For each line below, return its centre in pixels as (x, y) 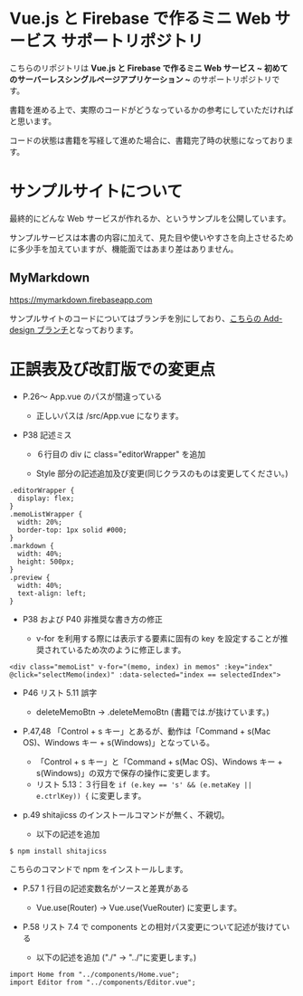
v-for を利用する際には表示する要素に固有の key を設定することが (158, 638)
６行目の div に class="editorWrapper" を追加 (121, 454)
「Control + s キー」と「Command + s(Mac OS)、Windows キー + (159, 762)
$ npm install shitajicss (58, 851)
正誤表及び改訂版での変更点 (113, 370)
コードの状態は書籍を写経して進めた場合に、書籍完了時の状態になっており (148, 140)
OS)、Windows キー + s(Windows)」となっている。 (118, 742)
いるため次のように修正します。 (127, 650)
